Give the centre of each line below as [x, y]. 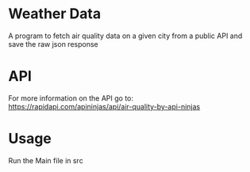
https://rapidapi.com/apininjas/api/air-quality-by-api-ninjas [104, 106]
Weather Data [55, 14]
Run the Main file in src [46, 160]
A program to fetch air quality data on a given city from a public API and [125, 36]
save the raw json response [53, 44]
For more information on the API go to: [71, 98]
